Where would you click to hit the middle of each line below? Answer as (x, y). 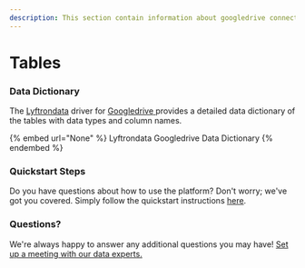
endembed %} (36, 148)
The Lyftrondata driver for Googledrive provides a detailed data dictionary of (152, 111)
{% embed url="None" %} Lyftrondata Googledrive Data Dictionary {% (142, 138)
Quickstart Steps (48, 172)
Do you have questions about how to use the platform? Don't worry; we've (148, 191)
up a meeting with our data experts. (76, 253)
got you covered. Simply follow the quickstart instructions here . (128, 201)
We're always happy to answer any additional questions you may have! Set (149, 244)
